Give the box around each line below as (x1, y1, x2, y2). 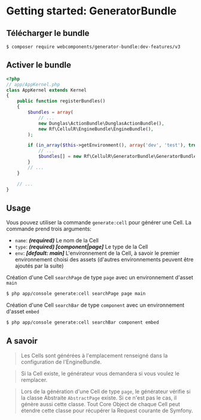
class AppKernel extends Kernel (6, 87, 87, 93)
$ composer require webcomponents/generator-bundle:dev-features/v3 (6, 44, 181, 50)
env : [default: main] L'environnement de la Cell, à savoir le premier (14, 249, 180, 257)
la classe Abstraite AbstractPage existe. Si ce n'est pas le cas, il (20, 394, 177, 401)
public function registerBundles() (17, 98, 106, 104)
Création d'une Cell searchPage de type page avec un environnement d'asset (6, 274, 193, 281)
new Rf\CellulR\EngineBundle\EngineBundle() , (38, 126, 154, 132)
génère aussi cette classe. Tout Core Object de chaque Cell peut (20, 400, 181, 407)
